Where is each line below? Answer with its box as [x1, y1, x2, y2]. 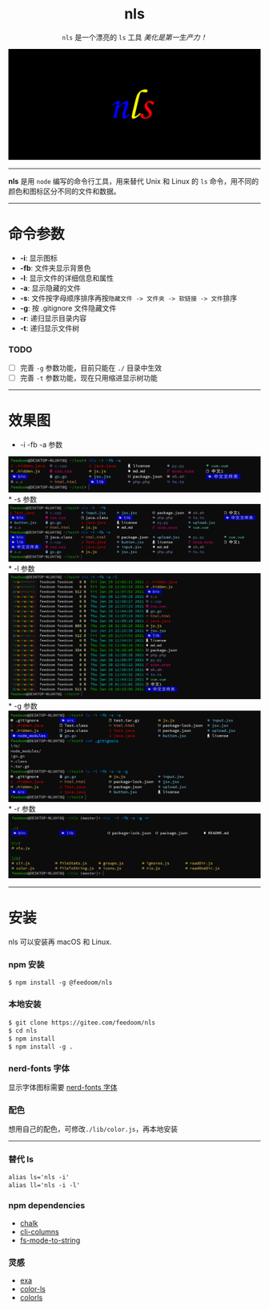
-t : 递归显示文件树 [19, 323, 80, 333]
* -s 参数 [8, 494, 38, 504]
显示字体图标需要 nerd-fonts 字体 [8, 1082, 118, 1092]
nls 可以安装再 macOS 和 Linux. [8, 937, 112, 946]
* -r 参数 [8, 804, 36, 814]
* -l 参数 [8, 563, 35, 574]
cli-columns [19, 1227, 60, 1236]
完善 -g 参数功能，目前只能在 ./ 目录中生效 [19, 363, 163, 373]
